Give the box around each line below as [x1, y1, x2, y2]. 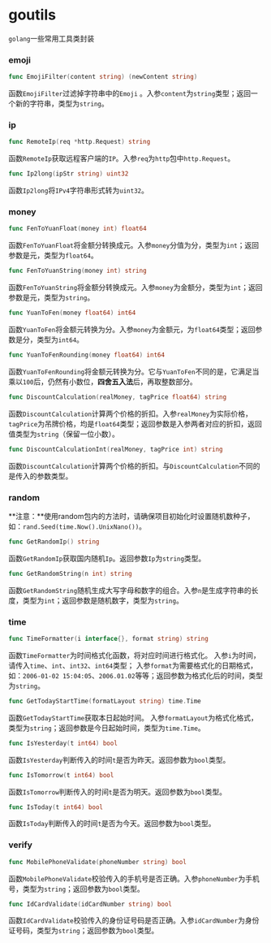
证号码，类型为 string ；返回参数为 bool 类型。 [8, 926, 159, 936]
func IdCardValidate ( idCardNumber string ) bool [8, 900, 173, 908]
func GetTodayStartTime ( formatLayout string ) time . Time [8, 697, 201, 705]
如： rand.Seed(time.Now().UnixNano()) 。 [8, 521, 147, 531]
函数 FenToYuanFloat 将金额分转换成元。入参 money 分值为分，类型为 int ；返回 [8, 240, 260, 250]
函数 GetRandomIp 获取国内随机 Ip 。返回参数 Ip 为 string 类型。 [8, 553, 206, 563]
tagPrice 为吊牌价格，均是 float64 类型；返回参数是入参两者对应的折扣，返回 [8, 418, 262, 428]
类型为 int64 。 [36, 335, 84, 344]
